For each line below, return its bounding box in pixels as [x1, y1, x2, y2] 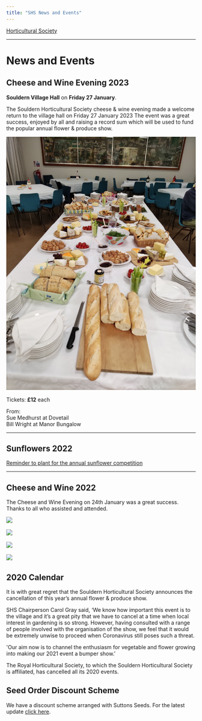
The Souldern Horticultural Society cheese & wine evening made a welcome [6, 105, 195, 113]
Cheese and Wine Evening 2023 [6, 78, 129, 88]
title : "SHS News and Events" [6, 10, 82, 16]
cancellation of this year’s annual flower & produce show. [6, 594, 148, 602]
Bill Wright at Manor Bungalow [6, 420, 81, 427]
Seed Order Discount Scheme [6, 685, 120, 696]
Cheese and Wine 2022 [6, 482, 96, 493]
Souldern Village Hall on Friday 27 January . [6, 93, 117, 101]
